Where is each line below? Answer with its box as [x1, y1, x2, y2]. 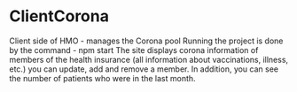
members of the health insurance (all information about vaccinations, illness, [9, 54, 289, 65]
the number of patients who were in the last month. [9, 73, 197, 83]
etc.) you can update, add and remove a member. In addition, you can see [9, 64, 279, 74]
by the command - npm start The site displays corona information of [9, 44, 259, 55]
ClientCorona [9, 6, 109, 27]
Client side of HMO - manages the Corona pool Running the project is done [9, 35, 284, 46]
